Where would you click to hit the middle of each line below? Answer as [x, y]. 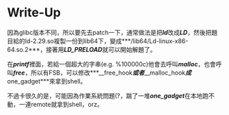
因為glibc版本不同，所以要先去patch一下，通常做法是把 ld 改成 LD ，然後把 [109, 32]
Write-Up [34, 13]
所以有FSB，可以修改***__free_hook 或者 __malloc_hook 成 [111, 73]
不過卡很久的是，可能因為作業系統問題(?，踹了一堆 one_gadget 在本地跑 [108, 95]
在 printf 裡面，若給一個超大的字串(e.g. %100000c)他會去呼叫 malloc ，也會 [112, 64]
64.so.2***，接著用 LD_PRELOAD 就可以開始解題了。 [82, 49]
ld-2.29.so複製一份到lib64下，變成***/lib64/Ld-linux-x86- [107, 41]
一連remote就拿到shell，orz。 [61, 104]
